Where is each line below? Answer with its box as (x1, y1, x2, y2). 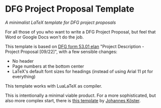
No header (12, 58, 34, 64)
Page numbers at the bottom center (12, 63, 84, 69)
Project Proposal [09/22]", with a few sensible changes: (5, 49, 117, 54)
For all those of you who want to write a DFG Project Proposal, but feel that (5, 29, 156, 35)
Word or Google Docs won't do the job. (5, 34, 84, 40)
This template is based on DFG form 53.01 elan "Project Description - (5, 43, 144, 49)
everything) (12, 73, 36, 79)
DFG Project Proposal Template (5, 3, 135, 15)
